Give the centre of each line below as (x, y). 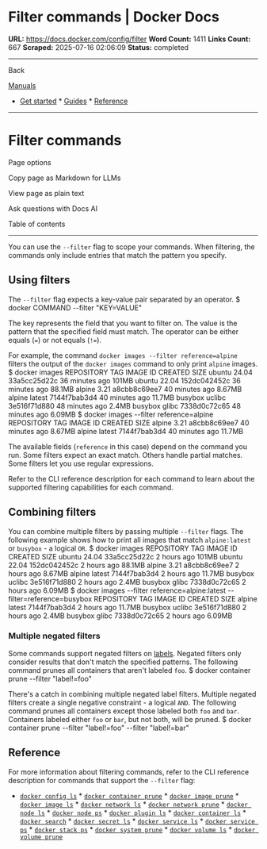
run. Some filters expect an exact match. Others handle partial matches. (126, 455)
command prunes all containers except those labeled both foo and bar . (124, 711)
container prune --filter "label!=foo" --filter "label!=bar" (99, 728)
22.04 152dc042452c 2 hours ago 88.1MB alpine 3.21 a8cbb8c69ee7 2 (124, 565)
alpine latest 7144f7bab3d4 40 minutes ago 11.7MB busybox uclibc (117, 398)
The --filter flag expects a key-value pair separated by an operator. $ (124, 299)
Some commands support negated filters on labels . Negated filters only (125, 653)
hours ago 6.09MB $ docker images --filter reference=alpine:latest (117, 590)
